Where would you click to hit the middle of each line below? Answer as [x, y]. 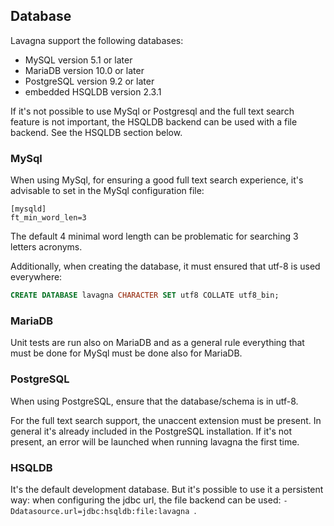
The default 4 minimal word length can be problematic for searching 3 [154, 236]
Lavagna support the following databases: [97, 40]
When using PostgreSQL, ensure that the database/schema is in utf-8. [154, 401]
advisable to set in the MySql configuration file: [107, 191]
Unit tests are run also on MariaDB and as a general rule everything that [157, 343]
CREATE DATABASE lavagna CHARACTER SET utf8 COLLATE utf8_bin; [145, 295]
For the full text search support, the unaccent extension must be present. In [166, 420]
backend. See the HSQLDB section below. [96, 132]
